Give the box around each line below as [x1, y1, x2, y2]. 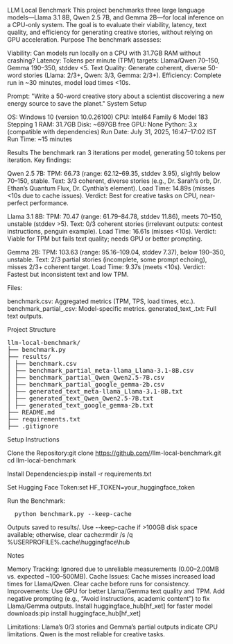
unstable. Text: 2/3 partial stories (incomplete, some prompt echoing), [7, 255, 207, 264]
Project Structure [7, 325, 56, 333]
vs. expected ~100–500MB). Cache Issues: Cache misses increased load [7, 572, 216, 580]
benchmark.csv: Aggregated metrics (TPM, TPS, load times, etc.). [7, 297, 196, 305]
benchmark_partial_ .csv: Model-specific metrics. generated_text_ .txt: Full [7, 305, 217, 312]
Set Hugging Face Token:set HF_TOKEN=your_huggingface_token [7, 483, 196, 491]
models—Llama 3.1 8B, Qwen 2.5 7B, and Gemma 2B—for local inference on [7, 13, 224, 22]
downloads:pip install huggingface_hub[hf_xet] [7, 609, 141, 618]
